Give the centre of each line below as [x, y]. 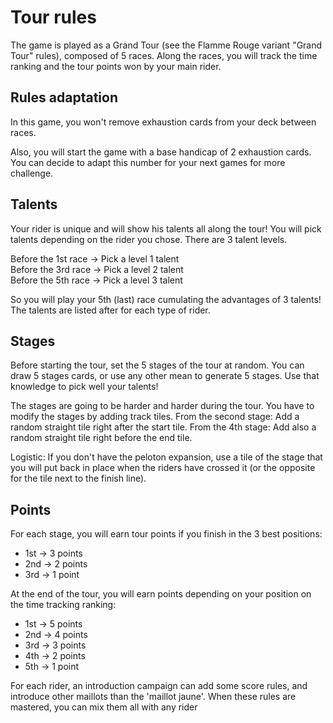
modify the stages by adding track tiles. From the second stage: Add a [155, 417]
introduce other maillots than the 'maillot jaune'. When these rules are [153, 697]
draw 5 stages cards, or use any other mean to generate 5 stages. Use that [165, 376]
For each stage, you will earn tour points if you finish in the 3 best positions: [166, 534]
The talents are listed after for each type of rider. [110, 310]
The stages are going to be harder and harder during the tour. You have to [162, 406]
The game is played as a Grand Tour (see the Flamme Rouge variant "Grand [166, 45]
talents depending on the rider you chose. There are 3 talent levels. [149, 239]
